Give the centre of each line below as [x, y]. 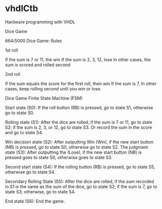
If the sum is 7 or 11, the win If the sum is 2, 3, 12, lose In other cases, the [78, 59]
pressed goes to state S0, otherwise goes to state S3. [59, 157]
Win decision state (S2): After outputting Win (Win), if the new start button [79, 142]
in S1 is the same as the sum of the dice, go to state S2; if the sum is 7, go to [81, 186]
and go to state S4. [24, 132]
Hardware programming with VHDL [40, 22]
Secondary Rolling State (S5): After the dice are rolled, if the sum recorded [80, 181]
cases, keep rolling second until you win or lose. [53, 88]
